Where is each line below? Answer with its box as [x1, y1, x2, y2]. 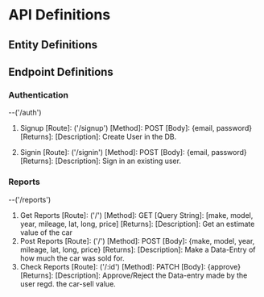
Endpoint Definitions [8, 65, 114, 78]
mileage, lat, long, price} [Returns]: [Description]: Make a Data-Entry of [19, 245, 256, 254]
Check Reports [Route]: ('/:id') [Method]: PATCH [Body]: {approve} [19, 261, 241, 271]
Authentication [8, 89, 68, 100]
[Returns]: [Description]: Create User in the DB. [19, 132, 177, 142]
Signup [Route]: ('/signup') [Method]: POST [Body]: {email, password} [19, 123, 252, 133]
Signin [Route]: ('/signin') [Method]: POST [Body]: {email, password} [19, 148, 247, 157]
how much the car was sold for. [19, 253, 125, 263]
